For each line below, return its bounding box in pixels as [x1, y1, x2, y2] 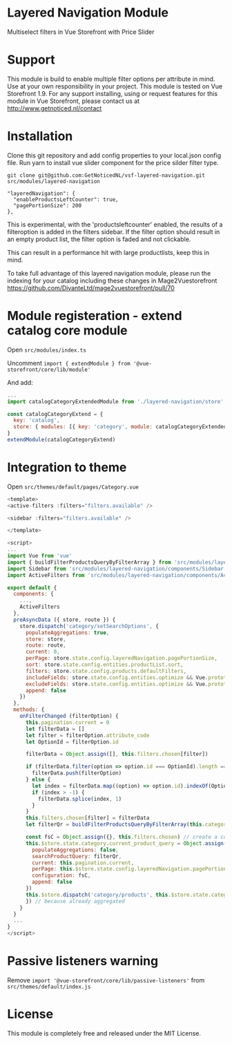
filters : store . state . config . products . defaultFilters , [25, 667, 187, 674]
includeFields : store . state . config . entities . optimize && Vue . [25, 674, 209, 681]
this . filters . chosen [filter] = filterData [25, 815, 150, 822]
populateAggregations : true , [25, 629, 110, 636]
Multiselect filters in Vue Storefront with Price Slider [7, 28, 155, 36]
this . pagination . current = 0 [25, 719, 110, 726]
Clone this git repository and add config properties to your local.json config [7, 151, 222, 160]
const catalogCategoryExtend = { [7, 410, 104, 417]
